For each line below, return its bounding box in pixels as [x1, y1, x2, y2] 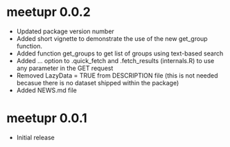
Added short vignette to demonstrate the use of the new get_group [16, 34, 209, 42]
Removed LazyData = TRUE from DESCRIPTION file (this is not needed [16, 71, 219, 80]
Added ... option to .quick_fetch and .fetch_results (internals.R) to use [16, 56, 215, 64]
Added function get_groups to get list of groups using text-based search [16, 49, 224, 58]
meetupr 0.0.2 [6, 4, 91, 20]
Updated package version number [16, 27, 115, 35]
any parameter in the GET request [16, 64, 114, 72]
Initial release [16, 133, 55, 141]
